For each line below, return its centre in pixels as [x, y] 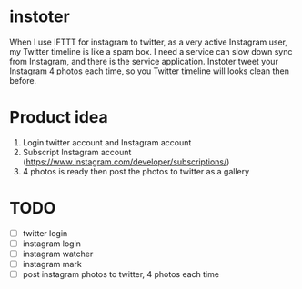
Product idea [59, 118]
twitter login [45, 233]
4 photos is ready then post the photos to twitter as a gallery [136, 171]
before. [23, 80]
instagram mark [52, 264]
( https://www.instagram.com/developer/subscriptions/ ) [126, 162]
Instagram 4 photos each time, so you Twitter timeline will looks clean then [149, 71]
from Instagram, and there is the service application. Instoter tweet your [144, 61]
